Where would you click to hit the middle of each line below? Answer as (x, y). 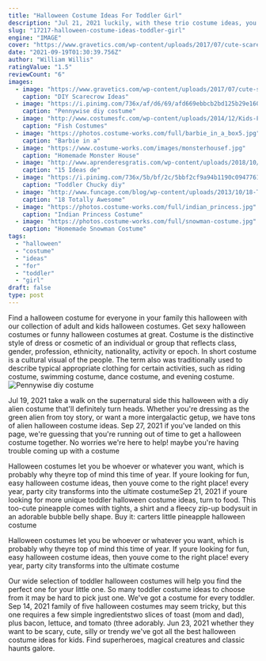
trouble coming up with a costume (64, 450)
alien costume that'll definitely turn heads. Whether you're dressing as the (129, 408)
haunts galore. (32, 648)
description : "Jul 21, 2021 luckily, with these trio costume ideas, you (133, 23)
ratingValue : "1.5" (40, 67)
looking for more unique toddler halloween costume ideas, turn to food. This (132, 500)
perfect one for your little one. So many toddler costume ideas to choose (127, 589)
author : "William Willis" (51, 60)
